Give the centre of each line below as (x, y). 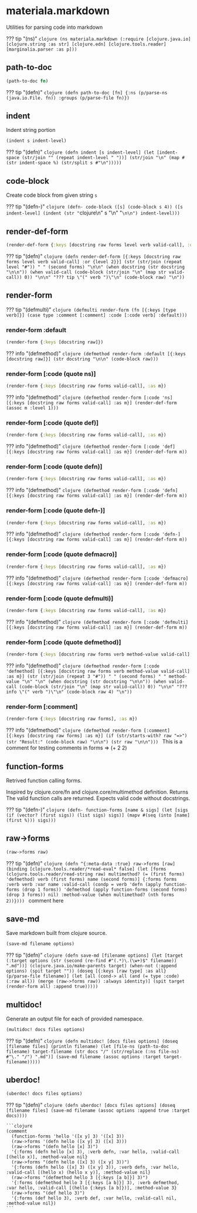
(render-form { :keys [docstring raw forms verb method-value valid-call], (99, 655)
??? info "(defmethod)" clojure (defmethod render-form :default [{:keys (96, 353)
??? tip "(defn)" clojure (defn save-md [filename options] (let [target (95, 955)
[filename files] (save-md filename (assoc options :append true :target (98, 1110)
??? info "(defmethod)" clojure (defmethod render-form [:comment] (88, 730)
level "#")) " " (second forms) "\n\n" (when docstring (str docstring (95, 267)
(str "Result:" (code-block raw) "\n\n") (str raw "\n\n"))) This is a (94, 742)
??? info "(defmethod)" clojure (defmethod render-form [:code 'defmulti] (97, 622)
